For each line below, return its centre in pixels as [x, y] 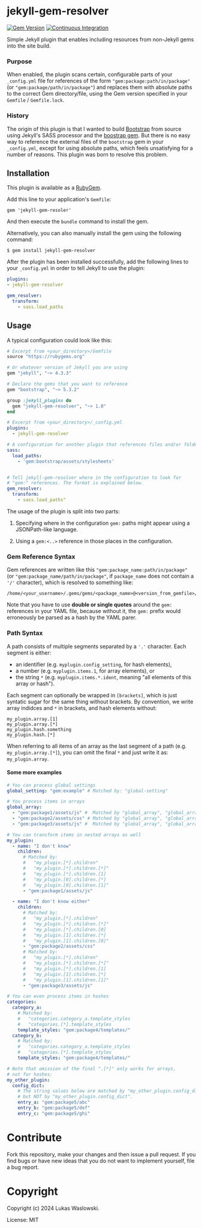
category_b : [27, 1035]
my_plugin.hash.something [39, 729]
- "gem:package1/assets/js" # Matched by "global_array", [88, 813]
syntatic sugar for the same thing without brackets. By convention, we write [100, 702]
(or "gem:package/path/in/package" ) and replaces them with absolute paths [100, 87]
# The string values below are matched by [71, 1091]
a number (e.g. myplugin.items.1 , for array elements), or [85, 671]
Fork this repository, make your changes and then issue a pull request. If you [101, 1154]
